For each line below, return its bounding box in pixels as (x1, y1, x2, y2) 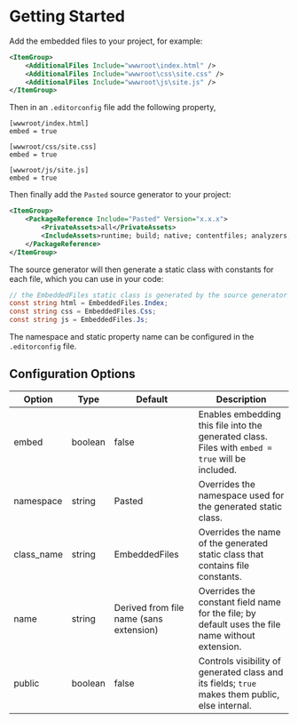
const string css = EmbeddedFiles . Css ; (9, 307, 157, 317)
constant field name (198, 596, 281, 608)
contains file (198, 558, 250, 571)
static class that (198, 548, 264, 560)
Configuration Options (9, 366, 136, 382)
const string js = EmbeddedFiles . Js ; (9, 316, 149, 325)
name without (198, 629, 255, 641)
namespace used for (198, 489, 285, 502)
